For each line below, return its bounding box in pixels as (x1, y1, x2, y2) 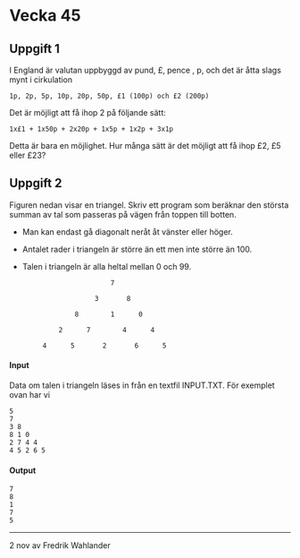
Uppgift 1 (9, 41, 61, 56)
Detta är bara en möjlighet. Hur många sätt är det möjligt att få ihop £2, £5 (9, 141, 281, 150)
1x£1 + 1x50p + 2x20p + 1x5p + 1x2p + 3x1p (9, 124, 174, 133)
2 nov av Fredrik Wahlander (9, 540, 111, 551)
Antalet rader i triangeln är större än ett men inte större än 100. (21, 244, 253, 254)
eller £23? (9, 150, 46, 160)
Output (9, 465, 37, 476)
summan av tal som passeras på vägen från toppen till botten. (9, 209, 237, 219)
